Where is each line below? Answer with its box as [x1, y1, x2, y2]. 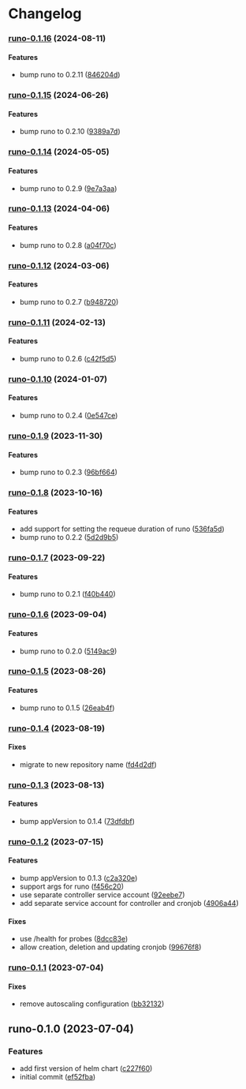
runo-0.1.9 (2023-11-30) [8, 430, 103, 441]
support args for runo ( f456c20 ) [19, 881, 125, 892]
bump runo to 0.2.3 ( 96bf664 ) [19, 467, 118, 477]
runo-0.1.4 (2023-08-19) [8, 723, 105, 734]
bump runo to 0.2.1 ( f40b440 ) [19, 589, 116, 599]
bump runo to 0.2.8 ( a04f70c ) [19, 240, 117, 249]
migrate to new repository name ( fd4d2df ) [19, 759, 158, 769]
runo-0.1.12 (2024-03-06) [8, 260, 110, 271]
